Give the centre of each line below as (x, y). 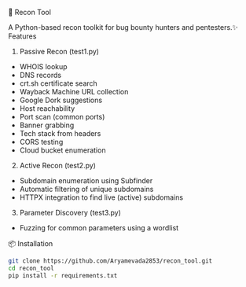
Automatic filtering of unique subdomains (86, 189)
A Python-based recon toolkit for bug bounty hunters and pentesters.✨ (123, 27)
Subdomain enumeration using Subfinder (86, 180)
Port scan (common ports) (62, 117)
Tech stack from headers (60, 133)
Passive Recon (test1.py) (59, 52)
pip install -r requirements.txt (63, 275)
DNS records (40, 75)
